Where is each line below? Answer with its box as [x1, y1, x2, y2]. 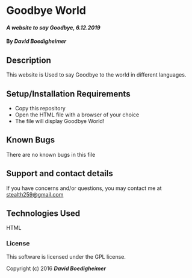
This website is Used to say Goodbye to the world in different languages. [6, 71, 187, 78]
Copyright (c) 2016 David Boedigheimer [6, 265, 107, 272]
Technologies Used [6, 209, 80, 219]
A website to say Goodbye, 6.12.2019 [6, 24, 101, 31]
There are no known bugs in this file [6, 151, 96, 158]
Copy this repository [14, 105, 66, 112]
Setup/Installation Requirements [6, 89, 131, 99]
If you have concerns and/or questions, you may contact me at [6, 185, 162, 192]
